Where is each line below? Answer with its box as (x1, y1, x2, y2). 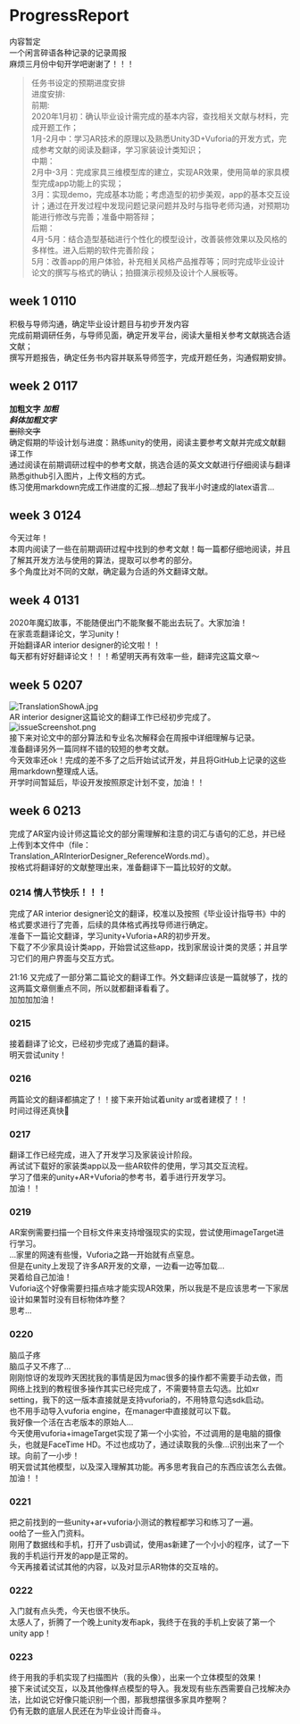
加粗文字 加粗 (9, 403, 59, 414)
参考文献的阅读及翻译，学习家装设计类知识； (38, 144, 204, 155)
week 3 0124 (9, 507, 82, 523)
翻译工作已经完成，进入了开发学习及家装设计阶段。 (9, 1150, 197, 1159)
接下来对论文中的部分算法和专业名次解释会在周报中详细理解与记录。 (9, 732, 260, 742)
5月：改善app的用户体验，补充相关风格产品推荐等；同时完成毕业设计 (30, 255, 286, 266)
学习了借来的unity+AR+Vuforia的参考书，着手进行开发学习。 (9, 1172, 230, 1182)
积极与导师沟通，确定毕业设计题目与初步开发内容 (9, 318, 189, 329)
